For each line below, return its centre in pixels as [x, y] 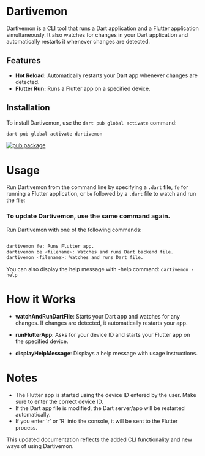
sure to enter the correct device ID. [59, 402]
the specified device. [42, 341]
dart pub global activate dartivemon [54, 134]
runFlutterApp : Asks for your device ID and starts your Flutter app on [102, 335]
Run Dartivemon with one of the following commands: [74, 230]
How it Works [41, 299]
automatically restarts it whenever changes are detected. [78, 41]
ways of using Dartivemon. [40, 446]
